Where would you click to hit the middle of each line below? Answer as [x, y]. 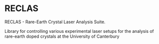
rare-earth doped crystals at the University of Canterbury [62, 36]
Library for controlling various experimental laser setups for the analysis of [79, 31]
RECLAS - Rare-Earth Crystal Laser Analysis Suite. [55, 22]
